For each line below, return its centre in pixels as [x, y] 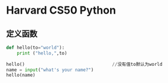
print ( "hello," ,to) [42, 53]
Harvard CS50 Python [61, 10]
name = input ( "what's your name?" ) [50, 70]
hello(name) [21, 75]
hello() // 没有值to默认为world [84, 64]
